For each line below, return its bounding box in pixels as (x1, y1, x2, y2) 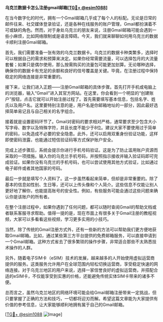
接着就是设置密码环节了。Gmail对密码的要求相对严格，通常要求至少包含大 (5, 119, 153, 124)
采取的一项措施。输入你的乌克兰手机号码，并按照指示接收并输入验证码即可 (5, 153, 154, 159)
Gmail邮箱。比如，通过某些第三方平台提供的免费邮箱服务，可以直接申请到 (9, 233, 157, 238)
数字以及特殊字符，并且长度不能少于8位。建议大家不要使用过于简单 (21, 125, 157, 130)
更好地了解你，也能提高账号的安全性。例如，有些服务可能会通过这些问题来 (5, 188, 154, 193)
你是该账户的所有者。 (9, 194, 52, 199)
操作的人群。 (9, 245, 35, 250)
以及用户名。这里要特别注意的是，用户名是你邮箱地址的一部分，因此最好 (9, 102, 154, 108)
